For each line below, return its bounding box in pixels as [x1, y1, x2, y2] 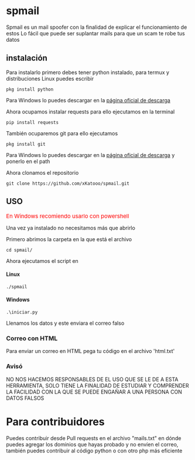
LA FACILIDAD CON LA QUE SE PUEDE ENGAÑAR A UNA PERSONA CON [6, 388, 183, 395]
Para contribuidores [6, 415, 105, 428]
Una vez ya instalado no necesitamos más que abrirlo [6, 224, 136, 231]
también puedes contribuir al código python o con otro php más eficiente [6, 447, 183, 454]
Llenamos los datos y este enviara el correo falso [6, 319, 125, 326]
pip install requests [6, 119, 59, 125]
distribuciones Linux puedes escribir [6, 75, 94, 82]
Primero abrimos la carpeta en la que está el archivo [6, 235, 132, 242]
